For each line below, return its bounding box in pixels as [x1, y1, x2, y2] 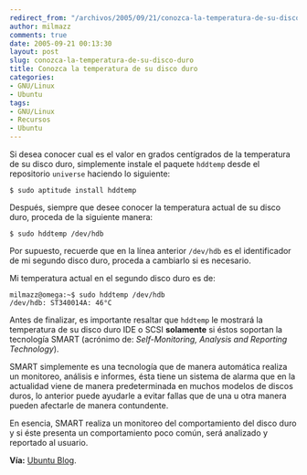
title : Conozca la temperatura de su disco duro [9, 65, 198, 74]
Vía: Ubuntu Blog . [9, 455, 77, 466]
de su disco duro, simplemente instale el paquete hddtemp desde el [9, 159, 260, 169]
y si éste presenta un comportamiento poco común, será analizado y [9, 427, 268, 438]
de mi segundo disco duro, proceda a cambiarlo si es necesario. [9, 255, 251, 266]
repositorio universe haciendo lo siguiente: [9, 168, 171, 179]
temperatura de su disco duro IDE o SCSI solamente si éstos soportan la [9, 324, 283, 334]
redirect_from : [9, 13, 68, 23]
